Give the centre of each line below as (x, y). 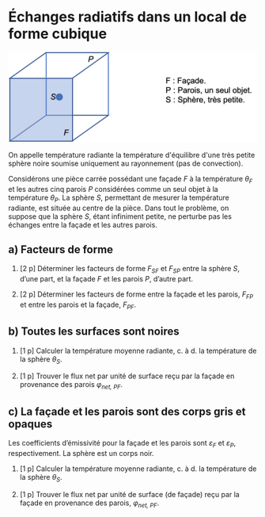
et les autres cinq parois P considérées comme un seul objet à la (114, 189)
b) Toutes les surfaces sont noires (94, 332)
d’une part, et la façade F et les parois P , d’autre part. (106, 279)
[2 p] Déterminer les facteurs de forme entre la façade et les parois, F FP (136, 295)
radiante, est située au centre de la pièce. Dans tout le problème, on (119, 208)
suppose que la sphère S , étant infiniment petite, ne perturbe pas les (120, 216)
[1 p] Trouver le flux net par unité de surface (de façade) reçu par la (129, 494)
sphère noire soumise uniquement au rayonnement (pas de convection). (126, 163)
